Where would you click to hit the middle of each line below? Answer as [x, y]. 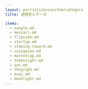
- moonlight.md [25, 79]
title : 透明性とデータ [26, 14]
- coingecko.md [25, 51]
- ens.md [19, 65]
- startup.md [23, 42]
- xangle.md [22, 28]
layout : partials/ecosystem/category [44, 10]
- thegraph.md [24, 70]
